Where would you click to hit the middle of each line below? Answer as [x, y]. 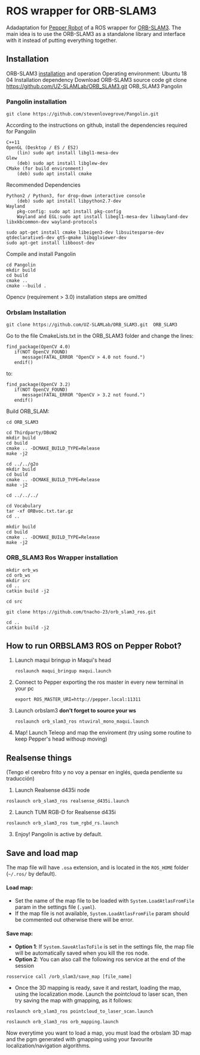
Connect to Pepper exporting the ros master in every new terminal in [99, 682]
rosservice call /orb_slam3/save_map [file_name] [69, 977]
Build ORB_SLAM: [28, 411]
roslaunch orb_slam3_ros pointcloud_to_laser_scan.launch [80, 1011]
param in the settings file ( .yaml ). [56, 907]
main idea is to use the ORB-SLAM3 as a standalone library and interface [96, 33]
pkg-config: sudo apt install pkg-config [69, 212]
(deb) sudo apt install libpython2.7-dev [69, 201]
